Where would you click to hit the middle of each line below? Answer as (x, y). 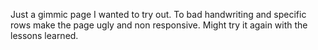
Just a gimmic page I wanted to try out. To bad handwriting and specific (158, 14)
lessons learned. (44, 35)
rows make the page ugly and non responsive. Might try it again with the (159, 25)
